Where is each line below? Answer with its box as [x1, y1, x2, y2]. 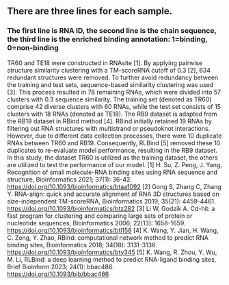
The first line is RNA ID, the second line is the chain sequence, [7, 26, 217, 36]
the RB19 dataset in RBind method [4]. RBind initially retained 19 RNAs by [7, 116, 212, 125]
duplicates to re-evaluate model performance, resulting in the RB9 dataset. [7, 146, 217, 154]
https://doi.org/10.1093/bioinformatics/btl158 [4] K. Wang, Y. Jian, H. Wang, [7, 226, 219, 234]
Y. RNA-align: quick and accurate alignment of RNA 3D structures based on [7, 190, 220, 198]
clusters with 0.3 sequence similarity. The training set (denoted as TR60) [7, 95, 212, 103]
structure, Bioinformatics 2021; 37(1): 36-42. [7, 175, 132, 184]
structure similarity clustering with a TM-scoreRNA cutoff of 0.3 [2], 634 [7, 66, 211, 74]
